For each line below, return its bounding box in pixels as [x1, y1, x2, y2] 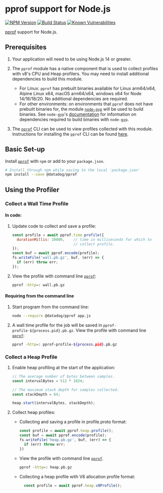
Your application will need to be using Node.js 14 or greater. [12, 56, 132, 62]
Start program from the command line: [12, 304, 89, 310]
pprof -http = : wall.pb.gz [12, 282, 65, 287]
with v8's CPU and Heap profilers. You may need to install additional [12, 71, 149, 77]
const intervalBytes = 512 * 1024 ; [12, 378, 85, 383]
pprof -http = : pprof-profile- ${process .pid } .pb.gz [12, 342, 117, 347]
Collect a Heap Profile [5, 354, 57, 360]
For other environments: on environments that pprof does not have [19, 101, 153, 107]
